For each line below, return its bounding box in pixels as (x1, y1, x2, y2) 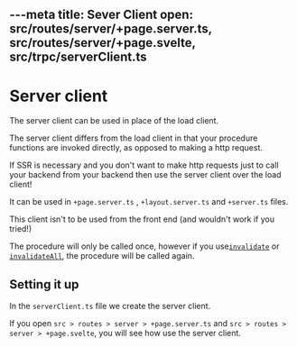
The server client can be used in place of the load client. (9, 115, 219, 126)
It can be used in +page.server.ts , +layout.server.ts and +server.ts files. (9, 196, 289, 207)
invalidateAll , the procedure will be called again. (9, 251, 195, 261)
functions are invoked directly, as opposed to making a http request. (9, 142, 264, 153)
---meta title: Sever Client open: (9, 7, 194, 23)
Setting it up (9, 277, 79, 292)
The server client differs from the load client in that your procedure (9, 132, 258, 143)
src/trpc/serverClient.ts (9, 50, 147, 65)
